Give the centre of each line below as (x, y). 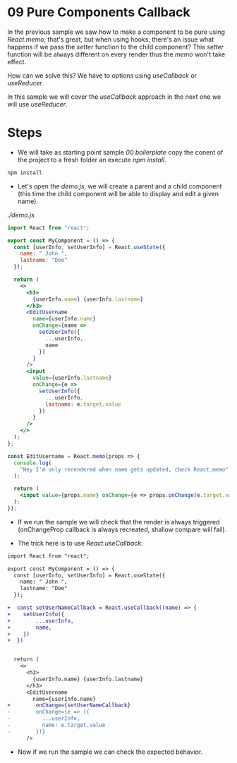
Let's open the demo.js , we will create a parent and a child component (120, 186)
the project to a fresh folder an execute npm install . (92, 160)
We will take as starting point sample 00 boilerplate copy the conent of (120, 152)
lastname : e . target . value (83, 404)
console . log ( (33, 463)
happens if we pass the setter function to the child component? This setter (116, 47)
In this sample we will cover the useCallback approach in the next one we (114, 97)
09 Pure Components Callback (99, 12)
